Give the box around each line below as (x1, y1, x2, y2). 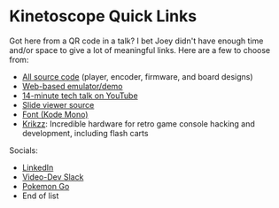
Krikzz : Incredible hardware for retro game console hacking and (21, 118, 255, 129)
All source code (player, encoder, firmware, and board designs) (21, 71, 254, 81)
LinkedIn (21, 162, 54, 173)
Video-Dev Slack (21, 171, 84, 182)
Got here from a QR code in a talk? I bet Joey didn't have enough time (9, 35, 264, 46)
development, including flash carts (21, 127, 149, 138)
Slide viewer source (21, 99, 95, 110)
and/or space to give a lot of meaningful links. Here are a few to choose (9, 44, 271, 55)
